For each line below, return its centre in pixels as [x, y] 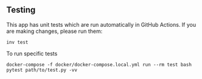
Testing [21, 10]
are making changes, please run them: [54, 31]
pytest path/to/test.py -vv [42, 70]
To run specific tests [32, 53]
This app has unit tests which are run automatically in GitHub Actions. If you [101, 24]
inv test [17, 42]
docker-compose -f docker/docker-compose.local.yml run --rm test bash [99, 64]
